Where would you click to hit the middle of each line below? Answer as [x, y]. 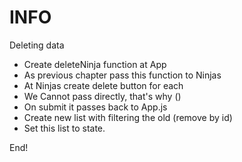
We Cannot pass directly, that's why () [102, 96]
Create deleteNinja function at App [95, 64]
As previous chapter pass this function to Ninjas [122, 75]
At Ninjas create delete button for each [103, 85]
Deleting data [37, 45]
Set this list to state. [64, 128]
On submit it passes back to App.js [95, 107]
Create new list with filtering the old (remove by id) [128, 117]
